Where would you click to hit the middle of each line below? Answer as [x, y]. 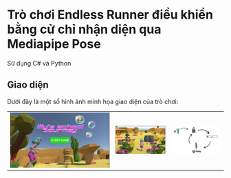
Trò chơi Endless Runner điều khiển [110, 15]
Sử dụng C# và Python [39, 63]
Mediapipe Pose [54, 44]
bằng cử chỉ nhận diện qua [84, 29]
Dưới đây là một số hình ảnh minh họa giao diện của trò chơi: [93, 101]
